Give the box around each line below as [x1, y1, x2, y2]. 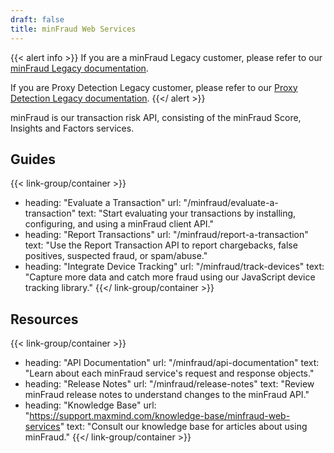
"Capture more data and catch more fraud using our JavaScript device [24, 271, 316, 283]
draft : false [10, 14, 65, 25]
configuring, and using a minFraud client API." [24, 218, 215, 230]
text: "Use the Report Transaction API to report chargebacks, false [24, 239, 298, 251]
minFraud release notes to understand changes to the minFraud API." [24, 389, 310, 401]
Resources [10, 311, 79, 328]
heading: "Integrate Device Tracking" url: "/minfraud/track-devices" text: [24, 261, 325, 273]
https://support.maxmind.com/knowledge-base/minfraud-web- [29, 410, 291, 422]
